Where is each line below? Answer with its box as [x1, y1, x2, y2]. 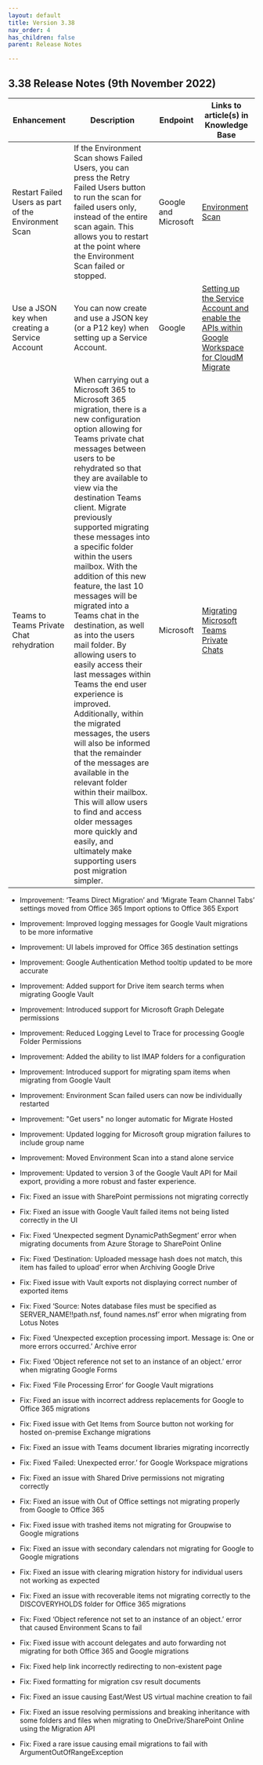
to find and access [74, 806, 142, 817]
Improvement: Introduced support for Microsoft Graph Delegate [19, 1005, 225, 1014]
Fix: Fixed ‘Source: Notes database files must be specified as [19, 1301, 217, 1310]
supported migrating [74, 522, 150, 533]
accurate [19, 965, 49, 975]
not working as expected [19, 1576, 100, 1585]
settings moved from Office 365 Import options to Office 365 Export [19, 903, 239, 913]
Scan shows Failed [74, 152, 143, 163]
